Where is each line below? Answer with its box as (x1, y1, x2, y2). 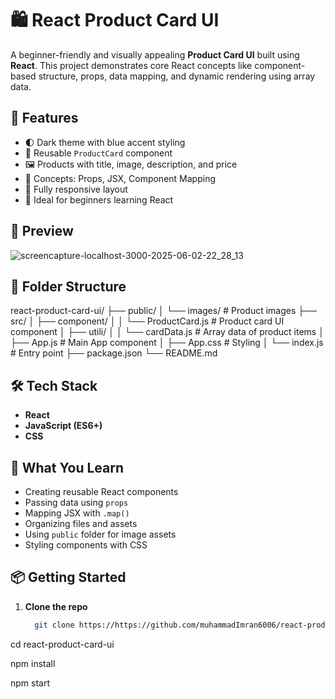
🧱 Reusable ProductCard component (24, 147, 173, 159)
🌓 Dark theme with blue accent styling (24, 136, 186, 148)
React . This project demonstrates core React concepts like (10, 59, 253, 71)
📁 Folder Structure (10, 278, 127, 295)
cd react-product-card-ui (10, 638, 115, 650)
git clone (34, 620, 75, 630)
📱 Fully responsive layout (24, 183, 128, 195)
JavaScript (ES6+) (24, 420, 103, 432)
